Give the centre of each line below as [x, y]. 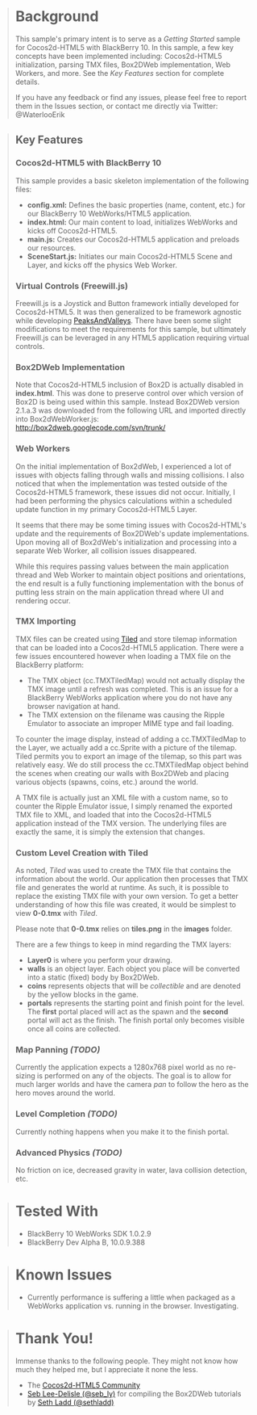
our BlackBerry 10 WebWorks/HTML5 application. [110, 213]
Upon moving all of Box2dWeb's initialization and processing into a [126, 542]
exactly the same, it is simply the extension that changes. [110, 832]
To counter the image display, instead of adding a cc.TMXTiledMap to [131, 739]
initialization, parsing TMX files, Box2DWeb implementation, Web [123, 65]
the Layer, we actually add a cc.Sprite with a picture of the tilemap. [126, 747]
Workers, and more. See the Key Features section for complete [120, 73]
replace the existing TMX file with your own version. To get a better [127, 896]
